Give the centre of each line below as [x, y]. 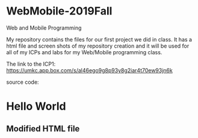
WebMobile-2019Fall [59, 11]
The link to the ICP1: [31, 64]
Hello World [36, 106]
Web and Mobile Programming [44, 28]
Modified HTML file [43, 129]
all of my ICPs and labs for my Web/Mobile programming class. [84, 52]
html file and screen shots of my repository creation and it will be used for [98, 46]
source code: [23, 82]
